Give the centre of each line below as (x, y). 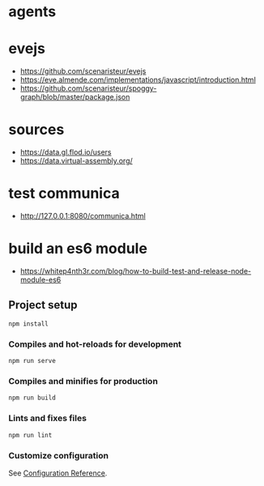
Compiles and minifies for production (83, 381)
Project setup (43, 305)
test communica (64, 194)
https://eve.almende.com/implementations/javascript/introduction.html (138, 80)
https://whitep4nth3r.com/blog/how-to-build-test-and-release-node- (136, 271)
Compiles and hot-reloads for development (95, 344)
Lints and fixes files (48, 418)
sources (36, 130)
